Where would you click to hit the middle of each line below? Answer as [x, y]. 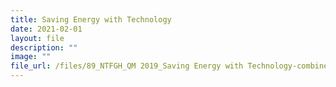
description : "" [44, 47]
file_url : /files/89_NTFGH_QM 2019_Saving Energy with [127, 66]
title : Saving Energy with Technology [91, 19]
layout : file [37, 38]
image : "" [31, 57]
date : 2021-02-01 [46, 29]
